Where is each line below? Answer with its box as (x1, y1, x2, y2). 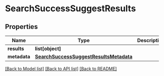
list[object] (35, 45, 61, 52)
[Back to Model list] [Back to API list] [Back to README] (5, 66, 117, 72)
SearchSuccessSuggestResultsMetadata (35, 53, 133, 60)
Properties (5, 23, 38, 31)
